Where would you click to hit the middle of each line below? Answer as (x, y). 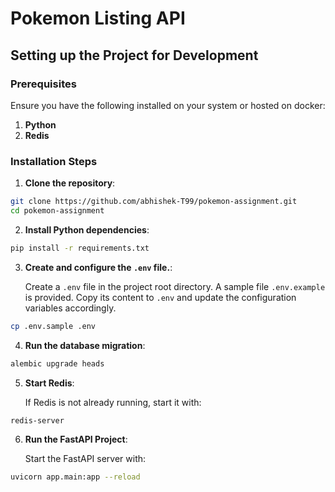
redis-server (37, 420)
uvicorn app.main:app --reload (75, 477)
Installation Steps (54, 161)
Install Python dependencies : (87, 229)
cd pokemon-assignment (57, 211)
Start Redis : (49, 383)
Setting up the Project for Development (134, 55)
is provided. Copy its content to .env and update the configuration (160, 297)
